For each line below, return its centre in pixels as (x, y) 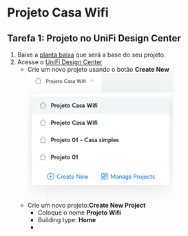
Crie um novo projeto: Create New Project (86, 205)
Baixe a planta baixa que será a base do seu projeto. (91, 55)
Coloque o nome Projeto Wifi (79, 213)
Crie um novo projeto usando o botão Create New (98, 69)
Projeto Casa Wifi (58, 13)
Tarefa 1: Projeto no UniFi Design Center (94, 38)
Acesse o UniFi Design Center (60, 62)
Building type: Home (67, 220)
